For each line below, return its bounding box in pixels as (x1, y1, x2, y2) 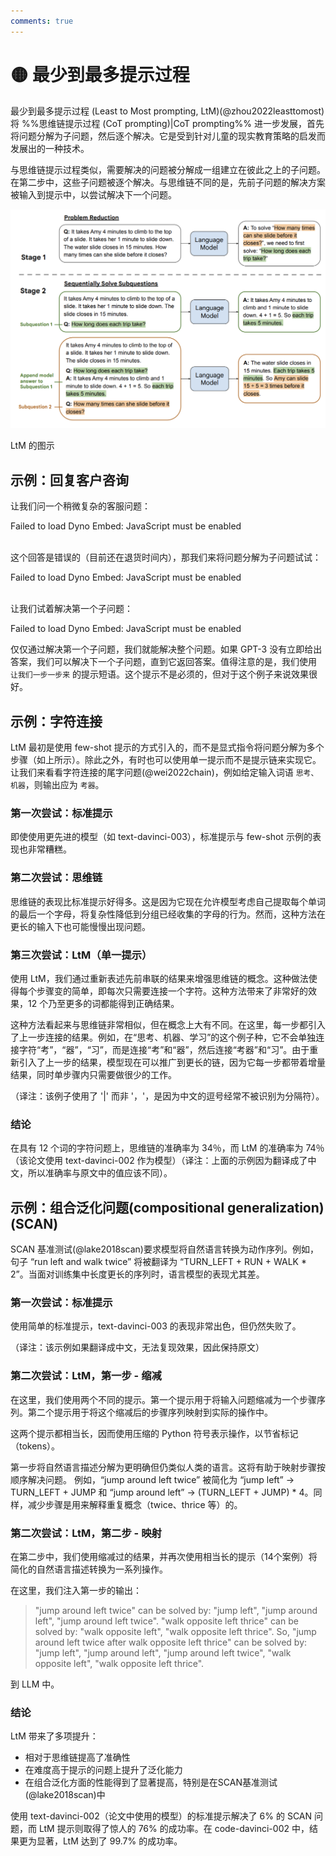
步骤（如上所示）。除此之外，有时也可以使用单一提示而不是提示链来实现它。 (10, 754, 322, 766)
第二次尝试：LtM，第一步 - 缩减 (10, 1369, 162, 1383)
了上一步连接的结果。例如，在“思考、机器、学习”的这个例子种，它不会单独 (10, 1031, 317, 1043)
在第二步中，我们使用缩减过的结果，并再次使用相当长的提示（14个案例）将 (10, 1551, 318, 1562)
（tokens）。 (10, 1440, 61, 1452)
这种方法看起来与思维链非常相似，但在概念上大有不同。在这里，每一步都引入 (10, 1019, 326, 1030)
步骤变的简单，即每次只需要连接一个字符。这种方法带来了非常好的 (36, 985, 308, 997)
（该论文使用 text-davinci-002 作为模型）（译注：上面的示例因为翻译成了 (10, 1155, 308, 1167)
